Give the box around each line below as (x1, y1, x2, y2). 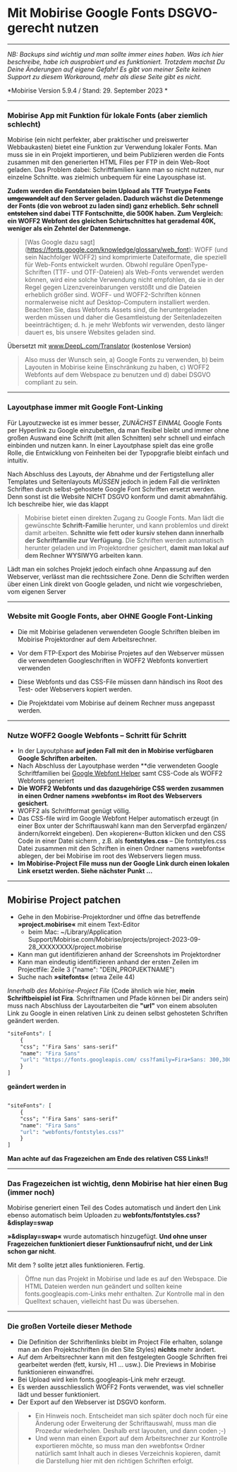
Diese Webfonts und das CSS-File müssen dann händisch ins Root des (17, 677, 224, 686)
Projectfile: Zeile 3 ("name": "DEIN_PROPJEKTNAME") (17, 965, 175, 974)
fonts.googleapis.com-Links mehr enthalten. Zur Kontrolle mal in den (24, 1290, 224, 1298)
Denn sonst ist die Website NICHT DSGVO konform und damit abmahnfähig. (7, 492, 228, 501)
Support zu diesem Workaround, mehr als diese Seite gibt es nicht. (7, 72, 202, 81)
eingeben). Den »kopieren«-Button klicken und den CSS (63, 829, 226, 838)
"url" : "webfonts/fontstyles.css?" (20, 1128, 125, 1135)
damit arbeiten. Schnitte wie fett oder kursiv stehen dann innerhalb (24, 528, 224, 537)
